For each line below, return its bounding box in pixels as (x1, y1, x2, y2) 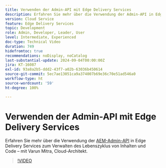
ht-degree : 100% (5, 85, 39, 90)
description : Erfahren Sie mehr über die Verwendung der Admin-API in (5, 12, 154, 17)
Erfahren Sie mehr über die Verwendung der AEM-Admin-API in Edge (5, 138, 146, 144)
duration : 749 (5, 44, 35, 49)
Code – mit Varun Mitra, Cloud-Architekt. (5, 148, 88, 154)
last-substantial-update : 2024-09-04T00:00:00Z (5, 58, 105, 63)
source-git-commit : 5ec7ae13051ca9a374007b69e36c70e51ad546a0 (5, 72, 136, 77)
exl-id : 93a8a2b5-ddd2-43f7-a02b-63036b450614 (5, 67, 103, 72)
